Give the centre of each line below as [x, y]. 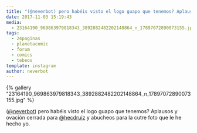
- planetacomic [30, 44]
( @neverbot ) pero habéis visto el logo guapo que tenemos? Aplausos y [92, 111]
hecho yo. [18, 124]
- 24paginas [26, 38]
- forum [21, 50]
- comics [22, 55]
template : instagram [31, 66]
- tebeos [22, 60]
